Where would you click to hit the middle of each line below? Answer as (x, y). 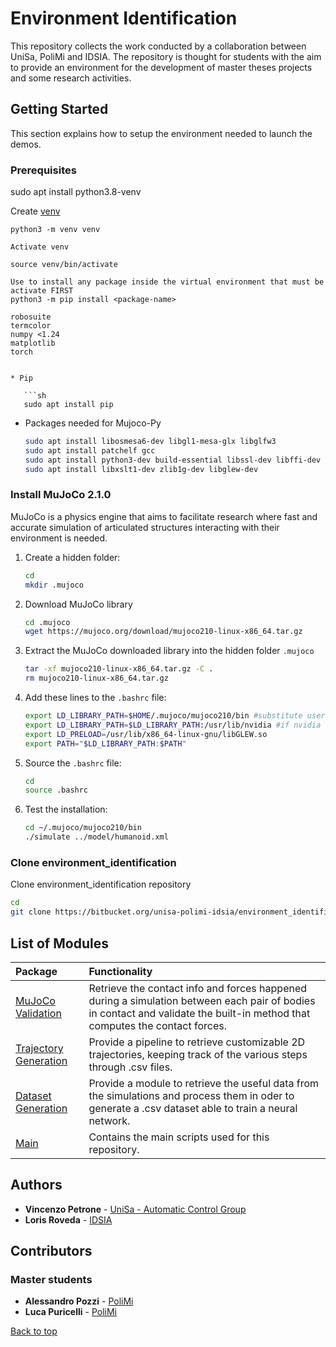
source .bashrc (56, 790)
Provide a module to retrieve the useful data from (204, 1083)
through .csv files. (130, 1067)
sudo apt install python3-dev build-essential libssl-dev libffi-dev (173, 460)
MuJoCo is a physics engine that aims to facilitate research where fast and (164, 516)
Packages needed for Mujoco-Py (93, 423)
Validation (38, 1013)
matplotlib (33, 343)
